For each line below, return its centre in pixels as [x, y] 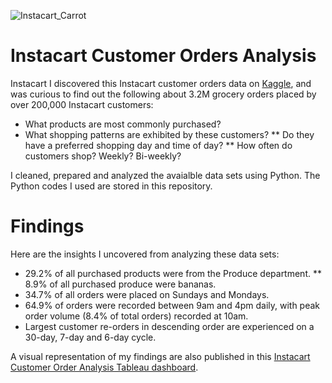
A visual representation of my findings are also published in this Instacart [160, 356]
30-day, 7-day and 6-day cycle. [90, 337]
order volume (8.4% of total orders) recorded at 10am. [136, 316]
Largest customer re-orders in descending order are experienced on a [169, 326]
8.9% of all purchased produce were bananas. [120, 284]
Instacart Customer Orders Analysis [163, 56]
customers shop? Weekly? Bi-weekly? [103, 156]
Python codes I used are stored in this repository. [111, 186]
